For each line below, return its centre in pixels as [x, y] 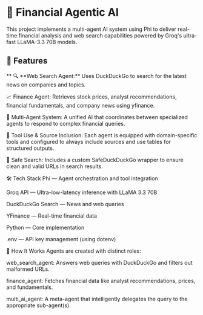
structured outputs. [30, 148]
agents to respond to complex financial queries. [66, 123]
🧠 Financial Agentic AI [63, 12]
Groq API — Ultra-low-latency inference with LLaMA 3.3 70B [82, 192]
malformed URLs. [28, 269]
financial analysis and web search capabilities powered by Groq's [100, 35]
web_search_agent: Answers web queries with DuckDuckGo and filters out [99, 262]
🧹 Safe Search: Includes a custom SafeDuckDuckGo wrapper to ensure [95, 160]
